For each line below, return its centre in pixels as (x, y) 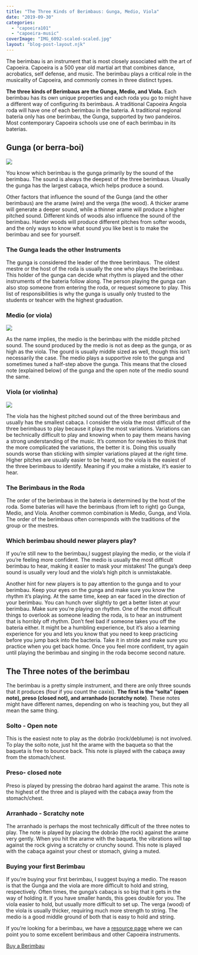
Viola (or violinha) (32, 392)
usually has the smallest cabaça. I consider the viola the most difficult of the (98, 422)
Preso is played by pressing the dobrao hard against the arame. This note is (98, 785)
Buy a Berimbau (26, 946)
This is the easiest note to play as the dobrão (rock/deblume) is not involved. (99, 739)
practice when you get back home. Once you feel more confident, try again (97, 647)
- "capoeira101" (31, 28)
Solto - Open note (32, 726)
